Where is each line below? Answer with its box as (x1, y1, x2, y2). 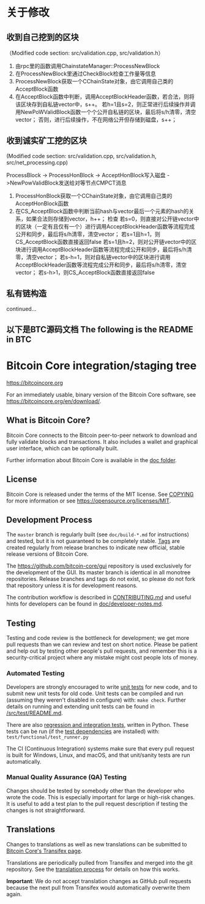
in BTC (6, 335, 32, 345)
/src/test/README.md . (6, 709, 63, 716)
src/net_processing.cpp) (6, 159, 69, 166)
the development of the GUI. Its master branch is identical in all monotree (6, 569, 191, 576)
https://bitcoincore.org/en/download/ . (6, 397, 102, 405)
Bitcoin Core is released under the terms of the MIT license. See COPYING (6, 490, 194, 498)
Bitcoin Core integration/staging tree (6, 359, 197, 373)
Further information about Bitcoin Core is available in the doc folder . (6, 456, 177, 463)
